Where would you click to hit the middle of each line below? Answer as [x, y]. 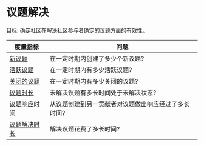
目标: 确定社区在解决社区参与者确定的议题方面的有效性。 [77, 30]
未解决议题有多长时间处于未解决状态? [103, 93]
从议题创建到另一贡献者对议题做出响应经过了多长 [120, 104]
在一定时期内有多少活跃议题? [91, 70]
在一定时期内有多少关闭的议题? [94, 81]
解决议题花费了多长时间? [85, 129]
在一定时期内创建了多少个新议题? [97, 58]
